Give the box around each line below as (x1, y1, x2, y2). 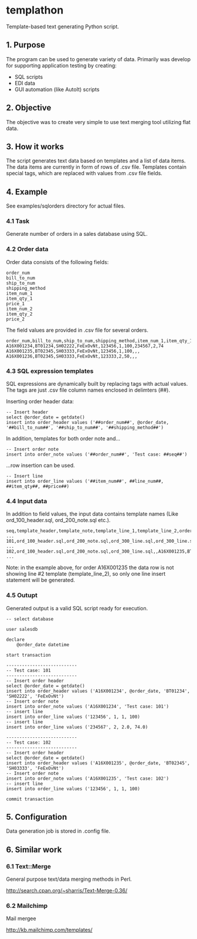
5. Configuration (6, 812, 67, 822)
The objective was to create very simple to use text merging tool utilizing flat (6, 118, 191, 125)
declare (6, 636, 25, 643)
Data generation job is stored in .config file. (6, 827, 110, 835)
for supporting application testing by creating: (6, 62, 117, 69)
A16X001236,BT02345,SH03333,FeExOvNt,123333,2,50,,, (6, 353, 138, 359)
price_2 (6, 316, 25, 322)
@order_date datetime (16, 641, 69, 647)
